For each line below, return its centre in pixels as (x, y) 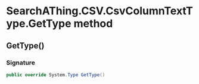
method (93, 24)
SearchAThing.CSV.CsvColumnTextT (100, 11)
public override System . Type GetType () (56, 75)
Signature (21, 63)
